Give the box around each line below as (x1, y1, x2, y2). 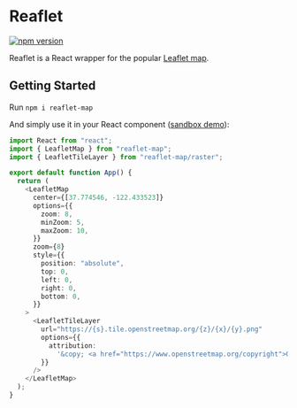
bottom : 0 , (41, 292, 81, 301)
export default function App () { (9, 168, 133, 178)
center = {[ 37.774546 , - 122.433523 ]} (32, 193, 164, 202)
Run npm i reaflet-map (9, 102, 94, 112)
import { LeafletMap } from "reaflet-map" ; (9, 144, 172, 153)
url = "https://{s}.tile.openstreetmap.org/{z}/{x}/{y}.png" (41, 325, 263, 334)
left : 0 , (41, 275, 73, 284)
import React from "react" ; (9, 135, 113, 145)
